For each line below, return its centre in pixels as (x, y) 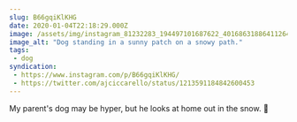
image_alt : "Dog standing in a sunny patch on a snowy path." (126, 42)
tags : (19, 50)
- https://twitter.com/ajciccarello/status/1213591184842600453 (133, 83)
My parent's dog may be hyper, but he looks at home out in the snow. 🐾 (139, 108)
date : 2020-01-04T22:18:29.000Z (69, 26)
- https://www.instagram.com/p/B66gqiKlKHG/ (96, 75)
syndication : (33, 67)
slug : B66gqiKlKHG (43, 17)
